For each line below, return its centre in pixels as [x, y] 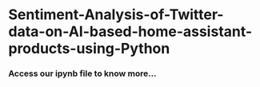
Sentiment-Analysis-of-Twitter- [116, 15]
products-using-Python [89, 49]
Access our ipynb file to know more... [82, 73]
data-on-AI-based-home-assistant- [130, 32]
